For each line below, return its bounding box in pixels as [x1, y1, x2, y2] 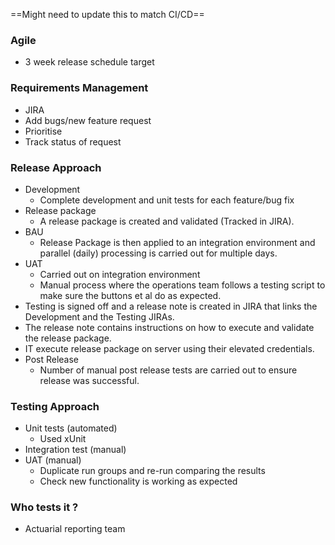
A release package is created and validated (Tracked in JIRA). [39, 215, 295, 227]
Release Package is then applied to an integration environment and [39, 236, 316, 248]
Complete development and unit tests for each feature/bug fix [39, 194, 295, 206]
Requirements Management [10, 81, 149, 95]
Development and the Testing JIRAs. [24, 310, 175, 323]
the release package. [24, 332, 112, 344]
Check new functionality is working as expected [39, 475, 238, 488]
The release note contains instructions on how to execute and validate [24, 321, 315, 333]
